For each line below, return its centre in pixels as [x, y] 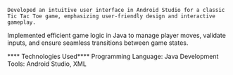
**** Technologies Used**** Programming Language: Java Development [113, 56]
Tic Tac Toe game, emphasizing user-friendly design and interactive [112, 16]
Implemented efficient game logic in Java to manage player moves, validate [117, 35]
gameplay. [22, 22]
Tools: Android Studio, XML [47, 64]
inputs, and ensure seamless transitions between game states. [98, 43]
